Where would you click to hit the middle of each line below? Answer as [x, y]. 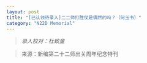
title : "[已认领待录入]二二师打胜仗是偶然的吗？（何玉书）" [74, 18]
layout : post [23, 12]
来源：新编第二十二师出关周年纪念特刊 [70, 54]
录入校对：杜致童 [43, 41]
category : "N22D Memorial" [41, 23]
